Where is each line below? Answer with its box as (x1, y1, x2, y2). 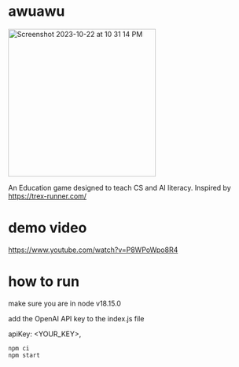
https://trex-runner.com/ (8, 191, 87, 201)
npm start (8, 351, 41, 359)
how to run (8, 272, 80, 291)
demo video (8, 219, 87, 237)
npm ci (8, 344, 30, 352)
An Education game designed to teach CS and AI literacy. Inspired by (8, 183, 232, 192)
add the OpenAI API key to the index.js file (8, 313, 145, 323)
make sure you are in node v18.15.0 (8, 298, 122, 308)
